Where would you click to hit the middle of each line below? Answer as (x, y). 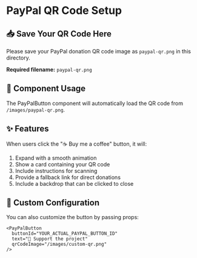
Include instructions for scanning (56, 171)
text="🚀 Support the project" (50, 239)
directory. (18, 58)
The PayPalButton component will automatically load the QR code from (95, 103)
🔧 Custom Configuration (53, 203)
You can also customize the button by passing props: (73, 217)
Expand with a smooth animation (56, 158)
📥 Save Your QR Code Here (59, 34)
